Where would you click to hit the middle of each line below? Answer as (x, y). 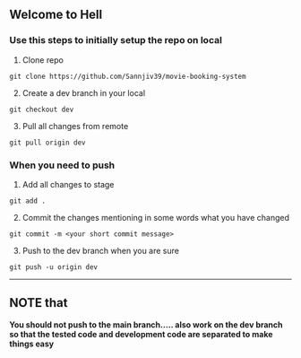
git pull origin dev (48, 143)
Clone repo (43, 60)
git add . (28, 201)
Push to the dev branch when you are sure (100, 250)
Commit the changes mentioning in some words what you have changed (155, 217)
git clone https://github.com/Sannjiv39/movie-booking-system (128, 76)
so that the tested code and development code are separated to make (141, 334)
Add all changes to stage (68, 184)
